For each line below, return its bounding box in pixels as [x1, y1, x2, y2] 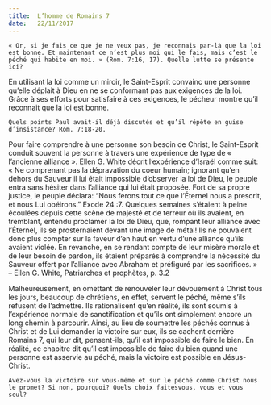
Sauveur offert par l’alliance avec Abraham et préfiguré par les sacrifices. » [8, 259, 258, 269]
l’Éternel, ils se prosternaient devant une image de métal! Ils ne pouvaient [8, 225, 252, 235]
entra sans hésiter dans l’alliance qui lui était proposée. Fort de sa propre [8, 182, 250, 192]
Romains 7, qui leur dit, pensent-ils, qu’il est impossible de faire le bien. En [8, 335, 254, 344]
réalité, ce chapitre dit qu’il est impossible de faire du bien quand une [8, 344, 238, 353]
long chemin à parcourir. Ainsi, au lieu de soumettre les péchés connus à [8, 318, 250, 328]
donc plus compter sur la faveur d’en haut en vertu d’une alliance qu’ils [8, 233, 244, 243]
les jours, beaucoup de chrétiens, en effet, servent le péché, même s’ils [8, 292, 246, 302]
